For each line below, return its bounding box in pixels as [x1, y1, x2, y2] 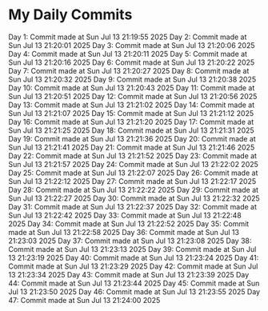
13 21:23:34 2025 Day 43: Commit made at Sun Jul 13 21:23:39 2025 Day [8, 269, 250, 279]
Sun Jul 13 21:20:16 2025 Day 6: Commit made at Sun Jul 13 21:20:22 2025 [8, 58, 255, 67]
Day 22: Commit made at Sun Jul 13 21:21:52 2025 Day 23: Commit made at [8, 150, 258, 161]
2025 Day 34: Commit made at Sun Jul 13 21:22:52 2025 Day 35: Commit [8, 218, 250, 229]
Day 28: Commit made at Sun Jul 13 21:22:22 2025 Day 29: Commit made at [8, 185, 258, 194]
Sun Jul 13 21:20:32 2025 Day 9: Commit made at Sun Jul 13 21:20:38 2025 [8, 74, 257, 84]
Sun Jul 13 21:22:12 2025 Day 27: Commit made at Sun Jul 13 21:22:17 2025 [8, 176, 257, 185]
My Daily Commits [8, 6, 133, 24]
